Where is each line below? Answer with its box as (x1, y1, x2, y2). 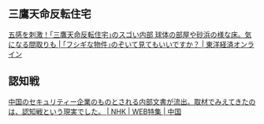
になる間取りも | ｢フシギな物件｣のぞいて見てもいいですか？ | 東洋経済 (8, 39, 234, 49)
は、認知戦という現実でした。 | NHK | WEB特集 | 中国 (8, 107, 182, 116)
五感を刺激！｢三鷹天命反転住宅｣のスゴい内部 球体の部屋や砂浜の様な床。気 (8, 30, 252, 39)
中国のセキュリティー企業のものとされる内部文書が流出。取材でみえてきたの (8, 97, 256, 106)
